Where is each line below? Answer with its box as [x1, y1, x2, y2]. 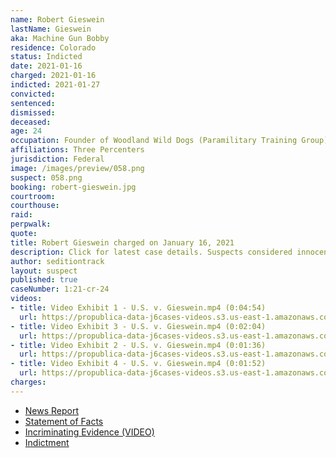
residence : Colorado [10, 42, 97, 53]
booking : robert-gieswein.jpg [10, 182, 137, 192]
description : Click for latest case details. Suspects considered [10, 247, 293, 257]
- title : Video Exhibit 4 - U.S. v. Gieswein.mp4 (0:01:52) [10, 359, 267, 369]
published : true [10, 275, 78, 285]
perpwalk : [10, 219, 52, 230]
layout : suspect [10, 266, 78, 276]
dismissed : [10, 107, 56, 118]
